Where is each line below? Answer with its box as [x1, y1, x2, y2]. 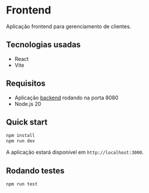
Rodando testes [6, 166, 65, 175]
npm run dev [6, 138, 35, 144]
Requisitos [6, 78, 46, 88]
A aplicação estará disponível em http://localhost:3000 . [6, 149, 144, 156]
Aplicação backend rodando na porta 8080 [14, 94, 119, 101]
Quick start [6, 117, 48, 127]
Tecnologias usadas [6, 40, 81, 50]
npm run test [6, 181, 38, 187]
